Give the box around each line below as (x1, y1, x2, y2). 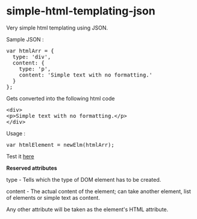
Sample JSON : (6, 35, 44, 43)
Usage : (6, 129, 26, 137)
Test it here (6, 152, 34, 160)
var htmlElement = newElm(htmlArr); (6, 141, 114, 148)
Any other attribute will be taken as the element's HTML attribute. (6, 206, 169, 213)
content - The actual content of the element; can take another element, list (6, 188, 192, 195)
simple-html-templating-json (6, 4, 155, 18)
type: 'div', (12, 53, 51, 60)
